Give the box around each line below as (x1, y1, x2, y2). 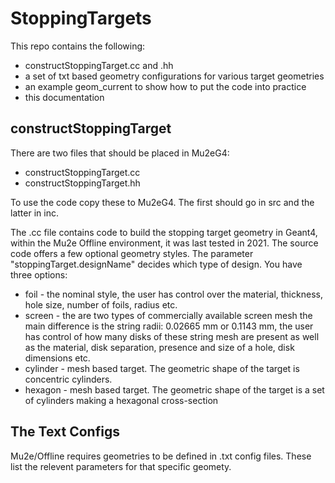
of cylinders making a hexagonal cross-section (24, 394, 219, 406)
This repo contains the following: (10, 40, 146, 52)
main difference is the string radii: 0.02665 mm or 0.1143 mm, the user (24, 320, 314, 332)
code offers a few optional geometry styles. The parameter (10, 247, 254, 259)
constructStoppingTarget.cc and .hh (24, 59, 174, 71)
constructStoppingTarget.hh (24, 177, 141, 189)
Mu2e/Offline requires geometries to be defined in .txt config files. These (10, 450, 312, 462)
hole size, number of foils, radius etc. (24, 298, 178, 311)
